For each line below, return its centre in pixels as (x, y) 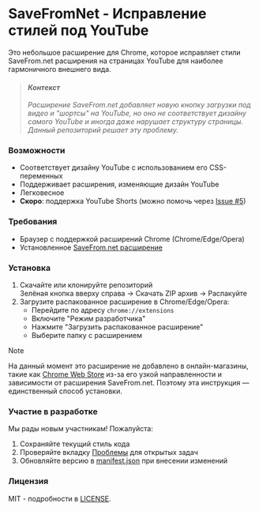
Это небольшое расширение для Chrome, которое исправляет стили (124, 52)
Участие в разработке (53, 411)
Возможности (37, 151)
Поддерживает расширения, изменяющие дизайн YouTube (119, 184)
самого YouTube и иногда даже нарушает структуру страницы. (135, 122)
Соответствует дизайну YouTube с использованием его (113, 167)
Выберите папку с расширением (86, 336)
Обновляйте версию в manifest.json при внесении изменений (124, 461)
